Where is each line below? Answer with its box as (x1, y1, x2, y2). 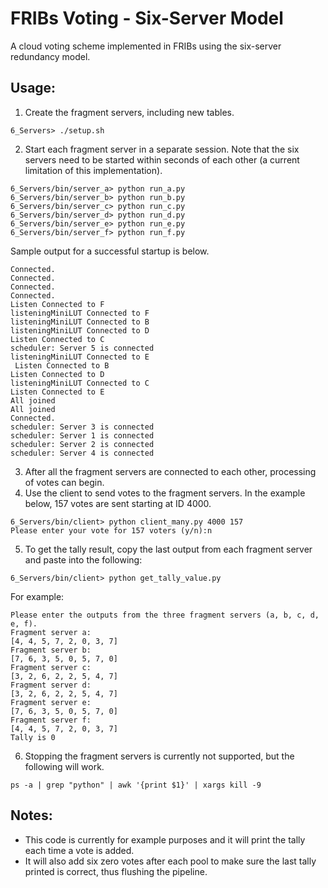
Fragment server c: (10, 662, 92, 672)
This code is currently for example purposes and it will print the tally (24, 833, 306, 846)
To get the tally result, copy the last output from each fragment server (24, 543, 313, 555)
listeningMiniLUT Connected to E (10, 352, 150, 362)
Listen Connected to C (10, 334, 105, 344)
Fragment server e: (10, 697, 92, 707)
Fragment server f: (10, 715, 92, 725)
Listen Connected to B (14, 360, 110, 371)
